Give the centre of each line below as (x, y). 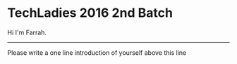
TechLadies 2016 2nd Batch (90, 13)
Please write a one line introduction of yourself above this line (97, 52)
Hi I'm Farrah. (27, 32)
